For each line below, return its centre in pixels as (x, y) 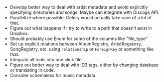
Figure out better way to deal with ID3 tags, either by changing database (84, 65)
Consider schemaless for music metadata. (53, 75)
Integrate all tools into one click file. (46, 60)
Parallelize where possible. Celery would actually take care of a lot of (81, 18)
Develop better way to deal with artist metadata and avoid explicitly (79, 7)
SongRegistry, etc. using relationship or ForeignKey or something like (82, 49)
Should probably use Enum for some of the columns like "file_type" (79, 39)
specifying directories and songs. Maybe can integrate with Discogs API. (84, 12)
